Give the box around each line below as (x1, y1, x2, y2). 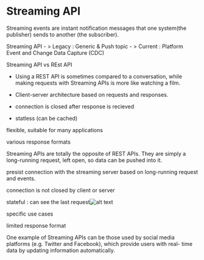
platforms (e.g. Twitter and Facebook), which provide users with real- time (6, 240, 193, 247)
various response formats (6, 138, 71, 146)
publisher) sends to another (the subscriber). (6, 30, 119, 38)
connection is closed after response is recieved (15, 102, 135, 110)
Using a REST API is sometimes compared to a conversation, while (15, 72, 183, 80)
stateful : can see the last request (6, 198, 90, 205)
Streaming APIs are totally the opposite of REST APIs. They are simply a (6, 150, 186, 157)
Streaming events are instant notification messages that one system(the (6, 24, 187, 32)
